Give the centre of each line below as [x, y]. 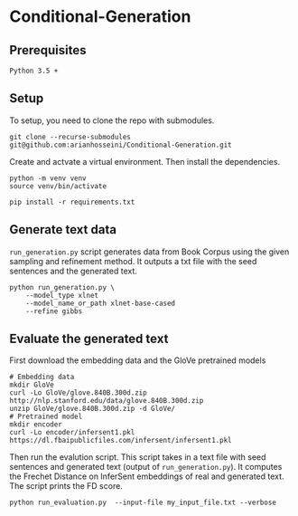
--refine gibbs [54, 311]
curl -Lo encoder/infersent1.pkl [72, 433]
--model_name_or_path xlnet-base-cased [101, 303]
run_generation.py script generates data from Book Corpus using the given [149, 252]
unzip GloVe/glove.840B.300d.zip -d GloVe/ [93, 409]
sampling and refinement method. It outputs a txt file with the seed [133, 261]
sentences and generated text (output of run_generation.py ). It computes [146, 467]
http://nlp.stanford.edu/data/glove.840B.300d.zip [107, 401]
